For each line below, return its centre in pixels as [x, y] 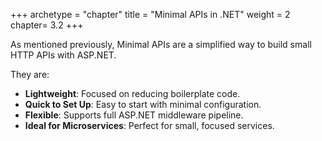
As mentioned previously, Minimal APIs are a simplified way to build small [161, 44]
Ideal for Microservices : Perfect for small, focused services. [149, 125]
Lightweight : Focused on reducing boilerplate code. [132, 93]
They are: [30, 74]
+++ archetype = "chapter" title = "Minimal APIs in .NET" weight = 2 [150, 14]
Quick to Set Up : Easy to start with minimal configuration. [143, 104]
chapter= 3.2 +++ [47, 25]
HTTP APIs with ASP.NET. [63, 55]
